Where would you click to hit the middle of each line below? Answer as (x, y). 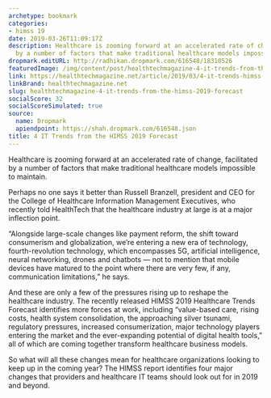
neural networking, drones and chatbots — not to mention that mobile (124, 259)
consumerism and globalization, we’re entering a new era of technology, (128, 242)
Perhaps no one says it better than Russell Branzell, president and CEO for (132, 192)
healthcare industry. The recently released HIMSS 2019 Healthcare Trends (132, 301)
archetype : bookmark (43, 16)
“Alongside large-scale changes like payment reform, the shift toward (123, 233)
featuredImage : (34, 69)
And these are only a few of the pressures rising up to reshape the (118, 292)
